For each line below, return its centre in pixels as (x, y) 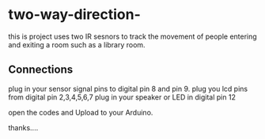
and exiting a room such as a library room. (77, 44)
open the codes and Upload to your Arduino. (81, 112)
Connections (41, 70)
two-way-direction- (74, 15)
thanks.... (23, 127)
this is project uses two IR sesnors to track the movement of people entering (132, 36)
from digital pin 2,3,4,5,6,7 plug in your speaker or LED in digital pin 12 (122, 97)
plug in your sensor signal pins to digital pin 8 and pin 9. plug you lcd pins (128, 88)
